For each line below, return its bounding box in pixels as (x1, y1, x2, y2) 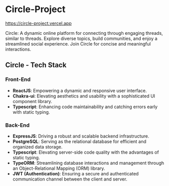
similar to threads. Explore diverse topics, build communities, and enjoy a (5, 35, 158, 41)
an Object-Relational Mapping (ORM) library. (12, 165, 105, 171)
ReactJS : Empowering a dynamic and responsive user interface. (12, 87, 147, 94)
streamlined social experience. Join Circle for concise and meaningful (5, 40, 151, 46)
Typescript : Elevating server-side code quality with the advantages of (12, 149, 159, 155)
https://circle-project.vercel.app (5, 20, 72, 26)
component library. (12, 98, 52, 104)
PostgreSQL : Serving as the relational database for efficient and (12, 138, 147, 145)
